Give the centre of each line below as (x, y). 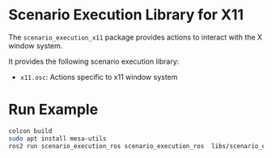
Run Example (53, 110)
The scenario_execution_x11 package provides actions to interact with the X (136, 37)
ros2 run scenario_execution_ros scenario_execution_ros (106, 146)
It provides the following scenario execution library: (94, 61)
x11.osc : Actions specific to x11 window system (99, 77)
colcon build (30, 131)
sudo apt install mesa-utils (57, 139)
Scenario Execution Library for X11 (126, 15)
